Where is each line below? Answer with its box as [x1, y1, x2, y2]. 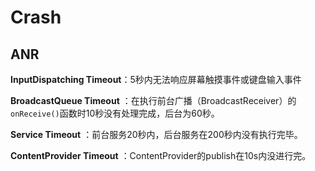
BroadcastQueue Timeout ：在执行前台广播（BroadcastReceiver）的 [10, 95, 297, 106]
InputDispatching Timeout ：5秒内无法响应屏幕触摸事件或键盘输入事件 [10, 74, 302, 85]
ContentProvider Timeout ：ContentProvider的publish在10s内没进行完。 [10, 150, 312, 161]
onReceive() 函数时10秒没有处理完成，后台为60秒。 [10, 107, 220, 119]
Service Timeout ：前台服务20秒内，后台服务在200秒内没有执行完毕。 [10, 129, 303, 140]
